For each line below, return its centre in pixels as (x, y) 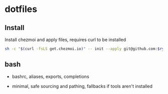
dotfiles (21, 9)
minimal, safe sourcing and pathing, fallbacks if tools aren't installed (82, 86)
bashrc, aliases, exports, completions (51, 76)
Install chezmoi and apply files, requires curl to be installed (65, 39)
